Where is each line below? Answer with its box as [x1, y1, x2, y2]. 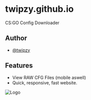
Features [5, 62, 33, 70]
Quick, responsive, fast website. [12, 80, 78, 86]
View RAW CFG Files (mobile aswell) [12, 74, 86, 80]
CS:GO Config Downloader [5, 20, 60, 26]
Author [5, 34, 27, 42]
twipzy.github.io [5, 3, 74, 15]
